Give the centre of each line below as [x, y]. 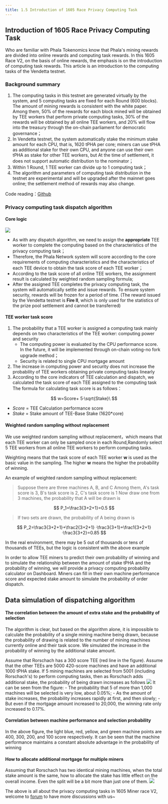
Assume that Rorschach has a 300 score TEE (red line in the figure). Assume [84, 660]
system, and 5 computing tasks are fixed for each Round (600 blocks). [85, 100]
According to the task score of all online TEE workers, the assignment [84, 274]
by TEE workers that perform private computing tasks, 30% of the [80, 116]
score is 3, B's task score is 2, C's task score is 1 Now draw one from [88, 493]
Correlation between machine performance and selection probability [78, 720]
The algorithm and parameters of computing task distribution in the [81, 173]
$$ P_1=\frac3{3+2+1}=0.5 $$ [84, 508]
